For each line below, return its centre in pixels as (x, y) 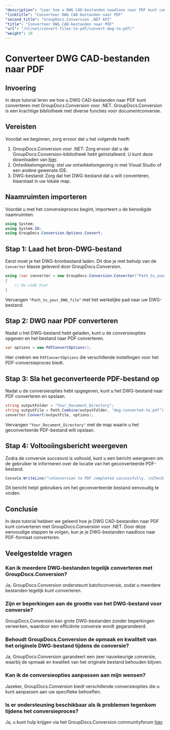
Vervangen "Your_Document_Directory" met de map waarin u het (72, 424)
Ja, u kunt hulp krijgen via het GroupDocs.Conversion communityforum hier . (84, 722)
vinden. (13, 493)
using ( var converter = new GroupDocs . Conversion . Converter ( (71, 276)
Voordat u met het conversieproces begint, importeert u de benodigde (78, 209)
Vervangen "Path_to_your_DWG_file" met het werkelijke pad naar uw (77, 300)
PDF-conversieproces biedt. (35, 363)
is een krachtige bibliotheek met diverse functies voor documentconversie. (83, 111)
